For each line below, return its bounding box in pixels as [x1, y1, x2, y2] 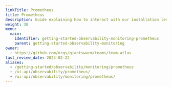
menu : [5, 27, 17, 32]
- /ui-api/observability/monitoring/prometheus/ [10, 74, 116, 79]
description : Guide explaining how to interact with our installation [5, 17, 159, 22]
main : [10, 31, 22, 36]
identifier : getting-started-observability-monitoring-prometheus [14, 36, 159, 41]
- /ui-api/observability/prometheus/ [10, 70, 91, 75]
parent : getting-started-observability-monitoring [14, 41, 125, 46]
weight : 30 [5, 21, 29, 27]
